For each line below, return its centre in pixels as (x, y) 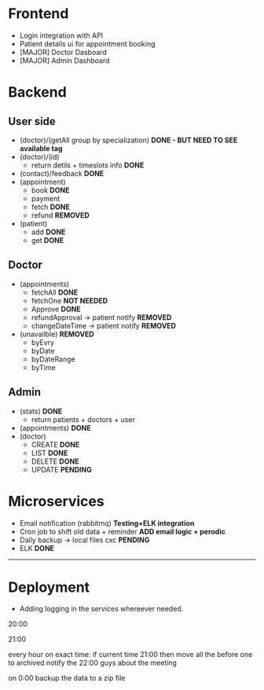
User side (32, 121)
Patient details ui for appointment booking (87, 43)
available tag (41, 148)
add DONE (48, 232)
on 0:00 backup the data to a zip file (67, 678)
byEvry (43, 342)
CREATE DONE (55, 444)
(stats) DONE (41, 411)
